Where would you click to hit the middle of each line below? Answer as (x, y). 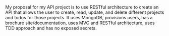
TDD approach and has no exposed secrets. (51, 28)
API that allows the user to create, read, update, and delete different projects (85, 12)
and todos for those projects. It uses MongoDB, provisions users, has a (79, 18)
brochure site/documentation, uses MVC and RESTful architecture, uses (80, 23)
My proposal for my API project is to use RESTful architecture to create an (82, 7)
